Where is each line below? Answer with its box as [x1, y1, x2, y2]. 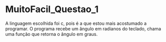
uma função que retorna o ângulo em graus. [5, 31, 98, 37]
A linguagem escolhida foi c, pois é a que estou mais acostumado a [5, 20, 147, 26]
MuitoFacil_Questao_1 [5, 4, 99, 15]
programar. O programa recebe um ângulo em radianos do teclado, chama [5, 25, 161, 31]
